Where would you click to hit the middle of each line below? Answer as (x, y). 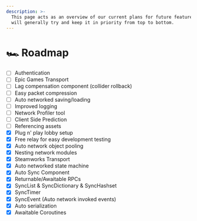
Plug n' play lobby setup (44, 132)
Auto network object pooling (49, 146)
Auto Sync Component (42, 173)
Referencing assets (38, 126)
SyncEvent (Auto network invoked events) (65, 199)
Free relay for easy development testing (63, 139)
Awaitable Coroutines (40, 212)
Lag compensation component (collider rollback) (73, 86)
